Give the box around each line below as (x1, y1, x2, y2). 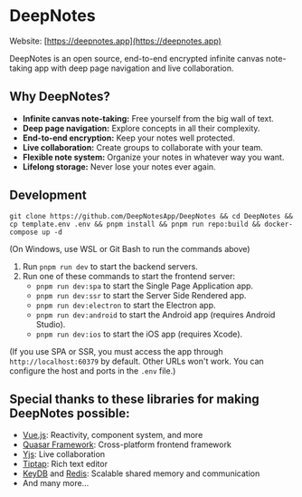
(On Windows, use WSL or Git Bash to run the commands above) (9, 243, 250, 254)
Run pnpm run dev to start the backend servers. (22, 260, 199, 272)
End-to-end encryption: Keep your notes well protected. (22, 132, 235, 143)
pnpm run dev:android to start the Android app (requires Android (35, 309, 276, 320)
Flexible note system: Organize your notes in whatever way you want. (22, 151, 285, 162)
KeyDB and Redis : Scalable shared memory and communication (22, 468, 260, 479)
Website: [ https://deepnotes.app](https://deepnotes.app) (9, 35, 222, 46)
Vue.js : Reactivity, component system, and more (22, 430, 203, 441)
